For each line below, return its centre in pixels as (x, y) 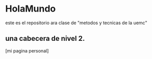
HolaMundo (31, 9)
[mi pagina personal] (27, 50)
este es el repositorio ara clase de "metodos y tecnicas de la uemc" (76, 23)
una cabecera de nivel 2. (45, 39)
